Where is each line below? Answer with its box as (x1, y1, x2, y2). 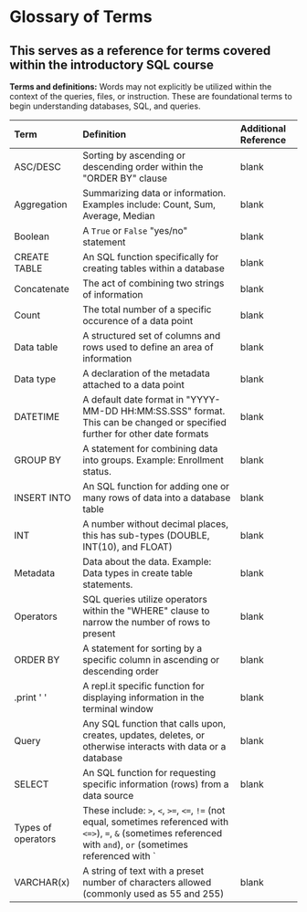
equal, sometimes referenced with (81, 815, 229, 828)
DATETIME (14, 411, 60, 423)
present (81, 627, 116, 640)
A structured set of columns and (81, 330, 221, 341)
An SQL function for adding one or (81, 480, 230, 492)
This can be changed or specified (81, 416, 227, 428)
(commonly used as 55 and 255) (81, 887, 225, 900)
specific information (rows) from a (81, 778, 229, 791)
